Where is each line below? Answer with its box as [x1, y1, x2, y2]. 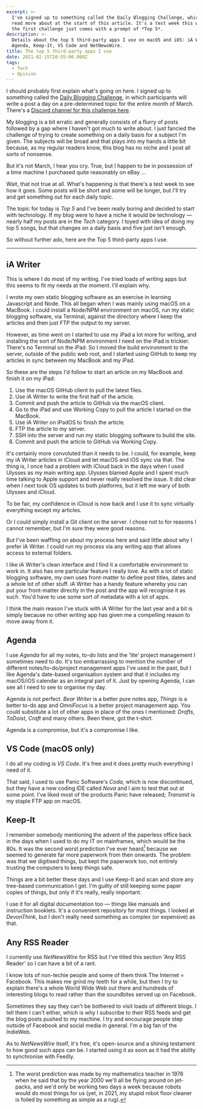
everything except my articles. [6, 507, 82, 514]
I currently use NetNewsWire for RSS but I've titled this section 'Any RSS [6, 953, 186, 960]
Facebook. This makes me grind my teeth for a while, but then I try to [6, 978, 178, 985]
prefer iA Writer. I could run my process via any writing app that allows [6, 543, 181, 550]
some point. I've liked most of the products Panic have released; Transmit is [6, 791, 195, 798]
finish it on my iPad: [6, 375, 56, 382]
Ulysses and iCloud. [6, 489, 56, 496]
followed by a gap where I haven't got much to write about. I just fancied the [6, 125, 196, 132]
